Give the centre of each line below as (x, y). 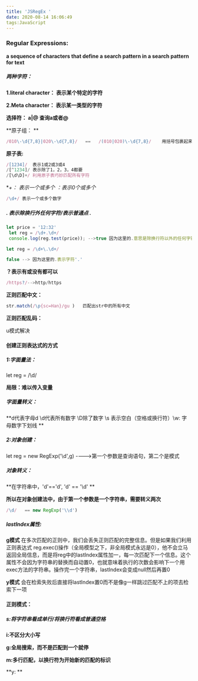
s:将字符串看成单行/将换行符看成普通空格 (56, 619)
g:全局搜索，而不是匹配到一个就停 (47, 647)
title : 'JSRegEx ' (29, 12)
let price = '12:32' (32, 227)
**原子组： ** (22, 130)
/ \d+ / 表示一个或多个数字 (34, 199)
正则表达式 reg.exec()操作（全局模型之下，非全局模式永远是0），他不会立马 (97, 548)
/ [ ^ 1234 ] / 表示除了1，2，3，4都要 (44, 170)
